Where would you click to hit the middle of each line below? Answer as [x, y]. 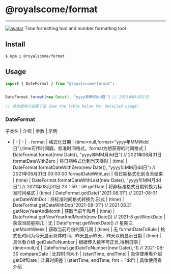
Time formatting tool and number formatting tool [75, 28]
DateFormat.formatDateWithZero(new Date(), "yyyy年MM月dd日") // [84, 167]
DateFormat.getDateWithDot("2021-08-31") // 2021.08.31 [72, 205]
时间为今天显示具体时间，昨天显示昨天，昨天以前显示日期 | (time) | [91, 236]
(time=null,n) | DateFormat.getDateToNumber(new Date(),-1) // [78, 248]
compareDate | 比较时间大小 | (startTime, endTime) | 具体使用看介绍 [91, 254]
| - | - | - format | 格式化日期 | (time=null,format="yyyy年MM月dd [81, 142]
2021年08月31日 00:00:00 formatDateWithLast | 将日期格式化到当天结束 [88, 174]
